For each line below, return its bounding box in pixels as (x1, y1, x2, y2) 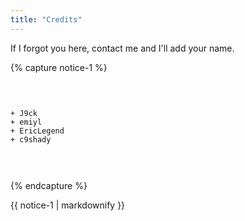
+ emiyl (10, 117, 43, 127)
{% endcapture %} (10, 179, 88, 191)
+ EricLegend (10, 126, 65, 136)
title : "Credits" (10, 14, 83, 25)
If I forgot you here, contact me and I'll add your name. (10, 42, 235, 54)
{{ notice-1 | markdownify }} (10, 199, 126, 211)
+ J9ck (10, 108, 38, 118)
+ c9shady (10, 134, 52, 145)
